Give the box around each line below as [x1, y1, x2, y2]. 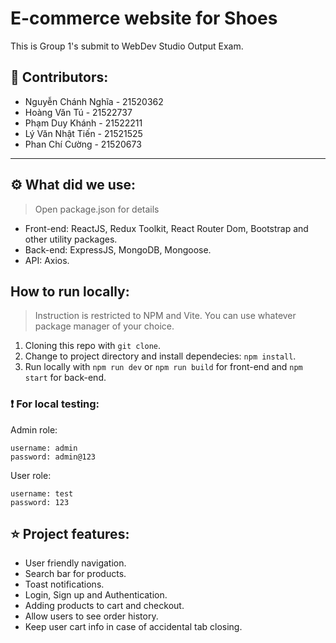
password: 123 [10, 497, 70, 507]
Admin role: [10, 423, 58, 436]
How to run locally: [10, 283, 130, 300]
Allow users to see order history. [24, 610, 159, 622]
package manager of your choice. [34, 320, 175, 332]
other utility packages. [24, 233, 118, 245]
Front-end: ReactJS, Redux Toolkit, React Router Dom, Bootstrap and [24, 222, 309, 234]
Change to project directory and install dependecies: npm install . [24, 350, 297, 362]
